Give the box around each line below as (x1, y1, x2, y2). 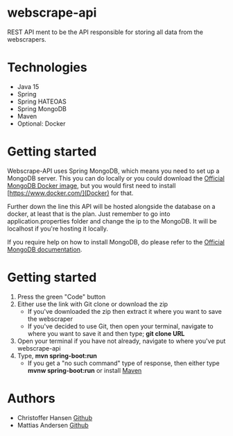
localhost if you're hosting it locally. (7, 224, 109, 233)
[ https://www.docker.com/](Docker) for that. (7, 189, 134, 197)
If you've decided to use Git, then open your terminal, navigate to (27, 321, 214, 330)
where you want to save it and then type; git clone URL (27, 329, 185, 337)
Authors (7, 390, 55, 406)
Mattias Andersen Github (17, 421, 89, 429)
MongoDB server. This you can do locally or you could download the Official (7, 174, 225, 182)
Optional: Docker (17, 119, 66, 128)
